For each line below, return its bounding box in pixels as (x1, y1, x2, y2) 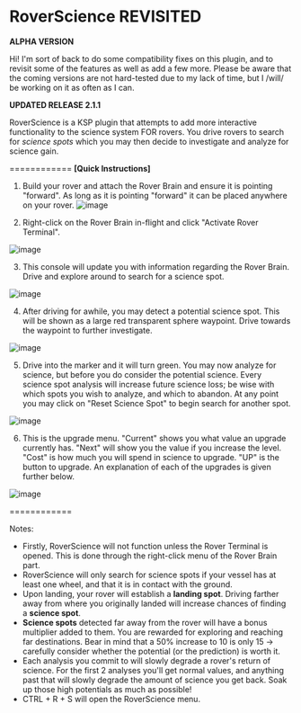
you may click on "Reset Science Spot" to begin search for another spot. (22, 397, 291, 408)
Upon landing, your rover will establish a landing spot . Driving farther (22, 588, 279, 599)
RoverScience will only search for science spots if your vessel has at (22, 569, 277, 580)
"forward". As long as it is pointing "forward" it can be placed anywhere (22, 190, 288, 201)
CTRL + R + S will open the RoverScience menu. (22, 693, 200, 704)
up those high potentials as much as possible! (22, 683, 192, 694)
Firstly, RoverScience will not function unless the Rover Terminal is (22, 540, 269, 551)
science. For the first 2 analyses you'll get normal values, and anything (22, 664, 285, 675)
